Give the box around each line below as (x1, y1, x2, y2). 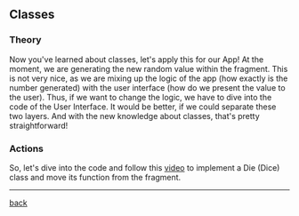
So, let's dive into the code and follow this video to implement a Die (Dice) (9, 162, 280, 172)
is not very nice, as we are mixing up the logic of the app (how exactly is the (9, 73, 288, 84)
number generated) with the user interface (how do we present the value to (9, 82, 287, 92)
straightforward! (9, 120, 69, 131)
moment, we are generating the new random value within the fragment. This (9, 63, 288, 74)
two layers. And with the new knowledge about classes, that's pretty (9, 110, 260, 121)
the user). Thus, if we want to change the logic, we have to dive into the (9, 92, 272, 102)
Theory (9, 34, 42, 46)
